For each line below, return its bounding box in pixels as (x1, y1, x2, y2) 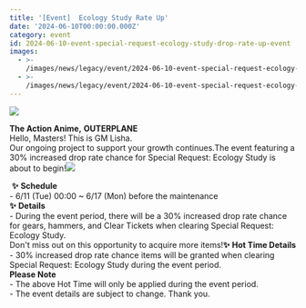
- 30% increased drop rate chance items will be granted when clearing (9, 249, 275, 260)
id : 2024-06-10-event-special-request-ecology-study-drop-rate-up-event (9, 38, 291, 48)
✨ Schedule (11, 180, 57, 191)
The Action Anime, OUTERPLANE (9, 123, 138, 134)
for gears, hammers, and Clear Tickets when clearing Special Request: (9, 220, 275, 231)
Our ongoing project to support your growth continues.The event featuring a (9, 142, 295, 153)
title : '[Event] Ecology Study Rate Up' (9, 13, 169, 23)
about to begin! (9, 163, 66, 174)
